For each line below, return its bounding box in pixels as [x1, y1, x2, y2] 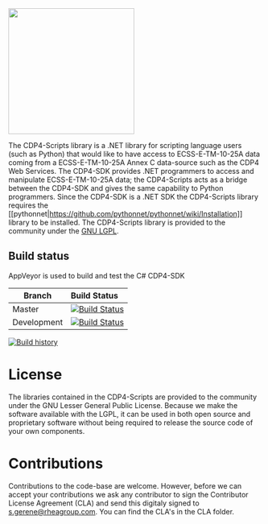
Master [12, 303, 39, 315]
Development [12, 316, 63, 328]
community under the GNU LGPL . [8, 226, 119, 236]
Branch [23, 290, 52, 301]
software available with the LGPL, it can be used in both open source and [8, 409, 251, 419]
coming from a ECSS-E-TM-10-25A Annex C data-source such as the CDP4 [8, 158, 260, 167]
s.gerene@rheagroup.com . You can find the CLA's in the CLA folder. [8, 506, 235, 516]
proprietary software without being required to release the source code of [8, 418, 254, 427]
